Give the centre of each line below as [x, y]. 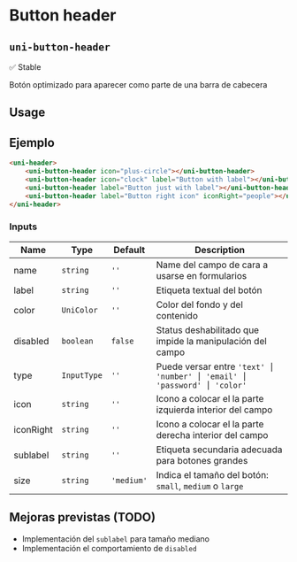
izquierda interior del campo [214, 410]
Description [220, 250]
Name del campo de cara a [212, 265]
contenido [177, 315]
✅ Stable [25, 67]
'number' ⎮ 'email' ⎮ [202, 376]
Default [129, 250]
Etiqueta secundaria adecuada [219, 450]
